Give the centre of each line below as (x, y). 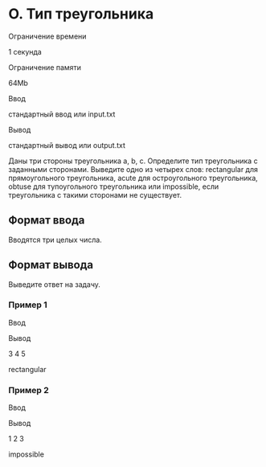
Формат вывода (51, 265)
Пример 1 (28, 305)
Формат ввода (47, 221)
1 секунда (25, 51)
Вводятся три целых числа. (55, 240)
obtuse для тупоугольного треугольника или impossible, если (114, 186)
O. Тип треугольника (81, 14)
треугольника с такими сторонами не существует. (95, 195)
